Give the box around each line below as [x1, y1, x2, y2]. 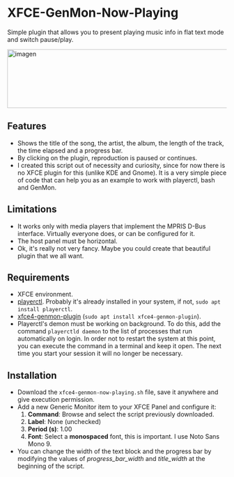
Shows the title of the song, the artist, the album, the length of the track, [17, 139, 224, 147]
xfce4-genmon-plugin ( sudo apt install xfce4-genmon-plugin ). [17, 312, 201, 321]
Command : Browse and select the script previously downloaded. [27, 410, 214, 419]
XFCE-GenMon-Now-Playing [7, 5, 179, 21]
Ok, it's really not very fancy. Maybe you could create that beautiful [17, 244, 211, 252]
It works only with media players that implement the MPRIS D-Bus [17, 221, 206, 230]
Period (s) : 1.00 [27, 425, 72, 433]
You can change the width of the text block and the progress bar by [17, 447, 212, 455]
